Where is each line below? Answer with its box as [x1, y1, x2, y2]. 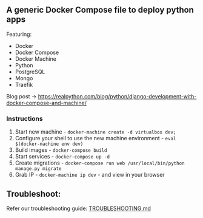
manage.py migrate [15, 166, 62, 172]
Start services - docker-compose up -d [15, 153, 110, 160]
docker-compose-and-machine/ [6, 99, 87, 106]
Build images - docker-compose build [15, 146, 107, 154]
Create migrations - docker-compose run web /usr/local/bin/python [15, 159, 185, 166]
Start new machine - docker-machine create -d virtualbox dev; [15, 128, 176, 135]
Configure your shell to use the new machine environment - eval [15, 135, 176, 142]
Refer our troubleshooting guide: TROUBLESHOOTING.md [6, 205, 151, 212]
